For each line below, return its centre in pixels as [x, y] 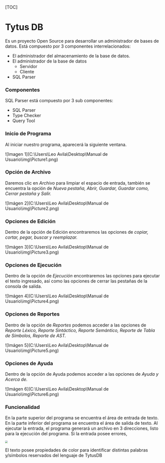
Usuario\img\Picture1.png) [32, 159]
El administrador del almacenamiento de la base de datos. [71, 56]
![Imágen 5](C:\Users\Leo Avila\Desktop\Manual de [57, 345]
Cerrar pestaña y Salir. [28, 194]
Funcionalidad [23, 407]
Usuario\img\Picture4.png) [32, 301]
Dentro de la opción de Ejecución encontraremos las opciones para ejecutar [82, 276]
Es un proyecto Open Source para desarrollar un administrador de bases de [82, 41]
